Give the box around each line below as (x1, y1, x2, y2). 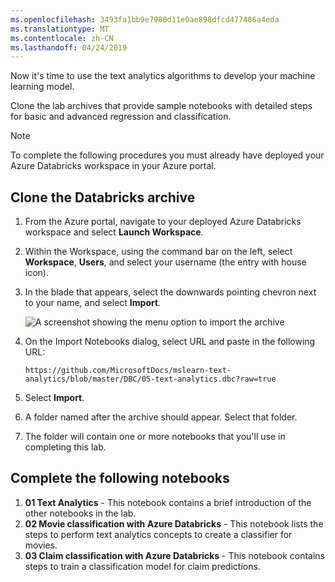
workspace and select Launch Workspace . (24, 226, 204, 238)
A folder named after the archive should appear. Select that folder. (24, 411, 298, 423)
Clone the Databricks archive (10, 189, 196, 206)
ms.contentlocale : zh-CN (10, 33, 114, 43)
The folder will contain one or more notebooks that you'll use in (24, 431, 286, 443)
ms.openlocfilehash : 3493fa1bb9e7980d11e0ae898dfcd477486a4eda (10, 14, 280, 25)
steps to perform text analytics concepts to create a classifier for (24, 528, 293, 540)
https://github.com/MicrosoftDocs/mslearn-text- (24, 366, 232, 376)
